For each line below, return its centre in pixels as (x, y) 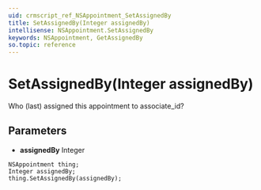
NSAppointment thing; (44, 164)
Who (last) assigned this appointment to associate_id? (96, 106)
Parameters (38, 131)
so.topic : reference (42, 45)
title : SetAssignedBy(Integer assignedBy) (79, 23)
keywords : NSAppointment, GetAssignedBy (76, 38)
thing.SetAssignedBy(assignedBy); (65, 178)
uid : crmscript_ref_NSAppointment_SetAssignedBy (90, 15)
